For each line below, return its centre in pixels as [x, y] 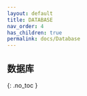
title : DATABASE [30, 20]
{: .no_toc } [22, 85]
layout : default [30, 13]
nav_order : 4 [25, 26]
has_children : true [35, 33]
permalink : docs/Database [43, 39]
